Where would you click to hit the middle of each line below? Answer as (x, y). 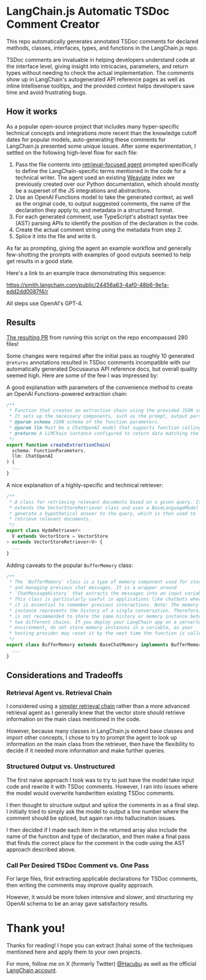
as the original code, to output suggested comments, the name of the (103, 203)
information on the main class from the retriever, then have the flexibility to (101, 744)
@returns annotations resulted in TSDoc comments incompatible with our (98, 362)
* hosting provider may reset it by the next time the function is (97, 633)
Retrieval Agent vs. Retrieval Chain (59, 693)
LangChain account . (32, 970)
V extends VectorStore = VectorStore (60, 536)
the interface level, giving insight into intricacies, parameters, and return (97, 66)
